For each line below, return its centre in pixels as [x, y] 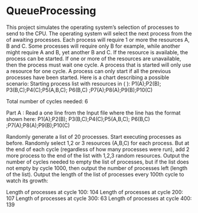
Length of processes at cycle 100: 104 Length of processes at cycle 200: [95, 192]
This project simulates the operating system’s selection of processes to [93, 27]
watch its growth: [27, 181]
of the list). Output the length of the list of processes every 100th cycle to [95, 174]
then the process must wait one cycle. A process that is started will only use [99, 65]
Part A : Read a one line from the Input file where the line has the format [93, 113]
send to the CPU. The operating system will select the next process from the [99, 33]
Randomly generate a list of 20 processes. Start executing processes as [94, 136]
